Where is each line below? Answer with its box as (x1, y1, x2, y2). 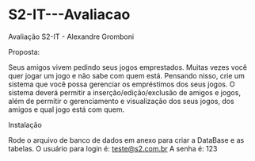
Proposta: (8, 47, 40, 56)
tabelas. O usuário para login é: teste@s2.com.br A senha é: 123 (8, 144, 218, 153)
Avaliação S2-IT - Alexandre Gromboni (8, 32, 135, 41)
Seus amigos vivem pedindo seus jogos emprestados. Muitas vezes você (8, 62, 248, 72)
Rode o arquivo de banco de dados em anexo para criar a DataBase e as (8, 135, 245, 144)
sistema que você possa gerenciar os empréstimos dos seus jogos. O (8, 79, 235, 89)
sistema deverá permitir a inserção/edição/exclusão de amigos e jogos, (8, 87, 242, 97)
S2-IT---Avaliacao (8, 6, 131, 24)
